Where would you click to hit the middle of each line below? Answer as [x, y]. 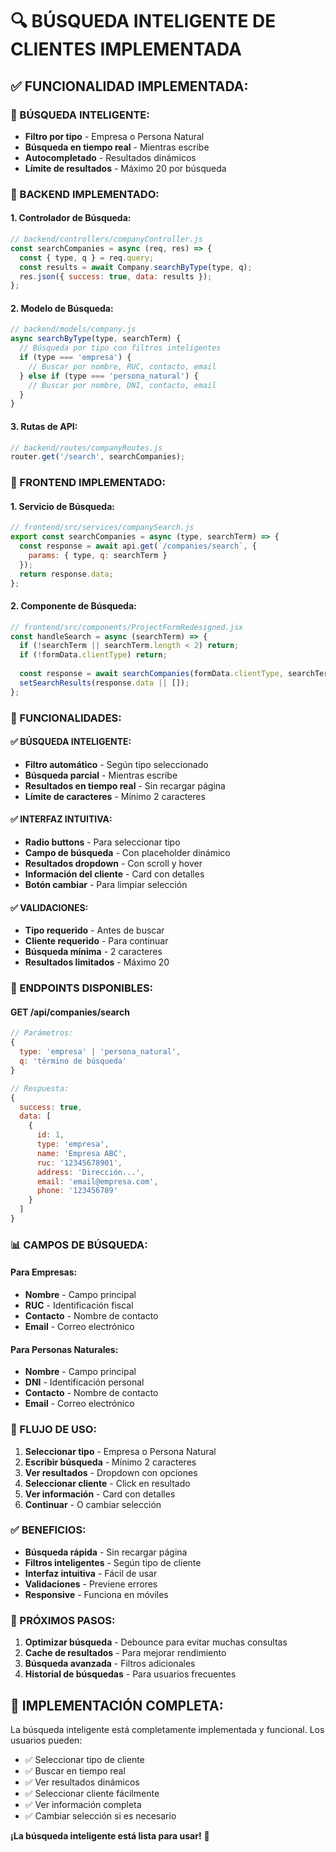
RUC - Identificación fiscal [79, 1305]
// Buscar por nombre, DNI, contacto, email [122, 385]
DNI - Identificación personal [84, 1382]
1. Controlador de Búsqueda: [71, 218]
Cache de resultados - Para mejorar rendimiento [125, 1653]
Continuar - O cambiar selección [93, 1504]
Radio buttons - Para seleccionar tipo [102, 842]
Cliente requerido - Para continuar [96, 941]
